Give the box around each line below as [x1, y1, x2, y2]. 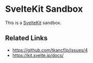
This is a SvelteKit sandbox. [5, 20, 62, 26]
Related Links [5, 34, 48, 42]
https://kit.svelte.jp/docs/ [12, 52, 64, 58]
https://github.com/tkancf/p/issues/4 [12, 47, 88, 53]
